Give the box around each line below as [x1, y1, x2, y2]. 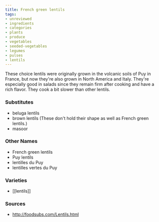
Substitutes [5, 99, 33, 106]
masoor [12, 126, 28, 132]
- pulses [5, 53, 23, 58]
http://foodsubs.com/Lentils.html [12, 212, 79, 218]
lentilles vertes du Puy [12, 165, 58, 170]
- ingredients [5, 21, 34, 26]
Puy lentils [12, 154, 33, 160]
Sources [5, 200, 26, 207]
